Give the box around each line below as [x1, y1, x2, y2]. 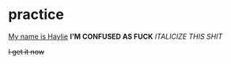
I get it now [8, 47, 45, 56]
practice [8, 6, 65, 24]
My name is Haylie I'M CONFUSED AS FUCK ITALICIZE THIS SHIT [8, 32, 223, 41]
